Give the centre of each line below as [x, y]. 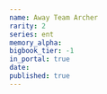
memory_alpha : [36, 43]
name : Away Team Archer [54, 17]
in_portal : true [40, 59]
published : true [40, 76]
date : [19, 68]
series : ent [31, 34]
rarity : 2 [28, 26]
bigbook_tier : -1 [42, 51]
